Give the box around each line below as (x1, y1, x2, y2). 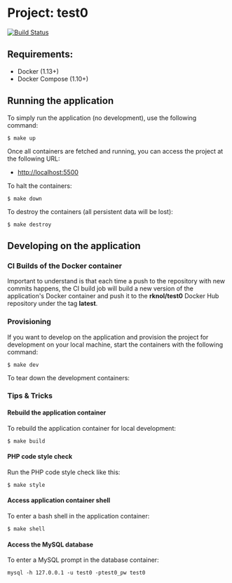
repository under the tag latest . (7, 300, 98, 308)
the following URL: (7, 154, 61, 163)
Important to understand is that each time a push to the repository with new (7, 277, 226, 286)
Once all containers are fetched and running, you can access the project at (7, 147, 224, 155)
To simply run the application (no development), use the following (7, 114, 197, 122)
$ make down (7, 195, 42, 202)
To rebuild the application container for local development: (7, 424, 177, 432)
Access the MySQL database (7, 540, 93, 549)
